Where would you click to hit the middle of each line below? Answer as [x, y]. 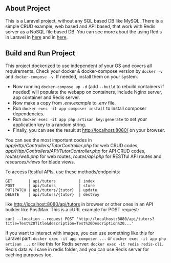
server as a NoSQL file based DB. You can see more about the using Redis [84, 32]
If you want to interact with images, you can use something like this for [80, 233]
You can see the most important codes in [49, 140]
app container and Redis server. [46, 97]
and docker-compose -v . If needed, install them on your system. [72, 76]
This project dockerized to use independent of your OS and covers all [79, 66]
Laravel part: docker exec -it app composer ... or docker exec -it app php [86, 238]
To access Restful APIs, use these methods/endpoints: [63, 172]
